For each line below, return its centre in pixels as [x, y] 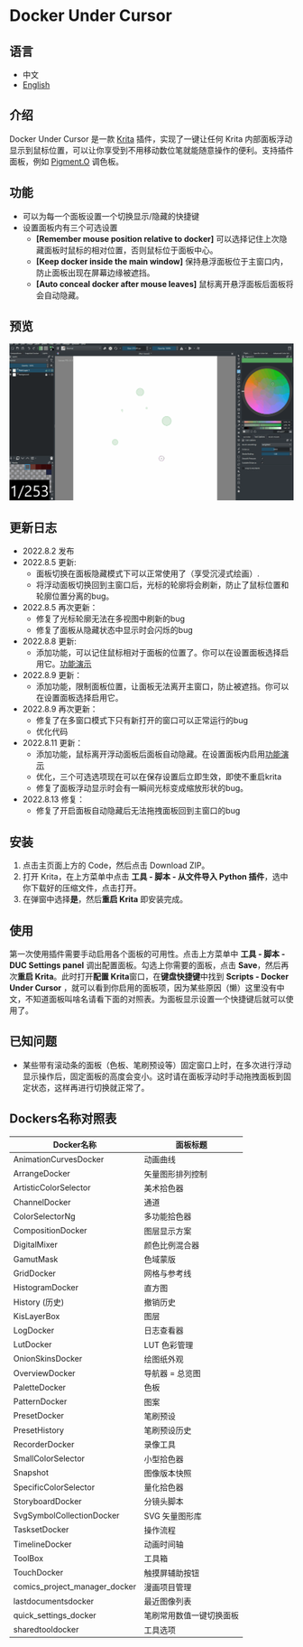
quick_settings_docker [55, 1615]
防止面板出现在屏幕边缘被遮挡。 [95, 273]
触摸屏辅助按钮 [172, 1573]
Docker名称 [75, 1145]
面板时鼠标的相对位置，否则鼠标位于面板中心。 [131, 250]
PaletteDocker [39, 1387]
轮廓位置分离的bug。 [75, 596]
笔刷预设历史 [168, 1430]
